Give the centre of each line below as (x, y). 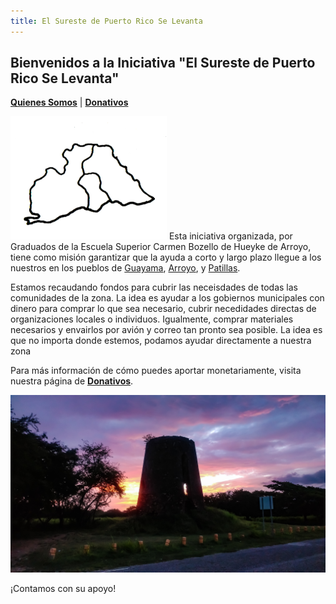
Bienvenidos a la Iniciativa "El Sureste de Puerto (163, 63)
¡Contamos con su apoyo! (63, 588)
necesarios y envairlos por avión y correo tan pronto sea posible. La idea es (166, 330)
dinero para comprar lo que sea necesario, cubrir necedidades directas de (163, 309)
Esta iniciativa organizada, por (230, 236)
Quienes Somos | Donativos (69, 102)
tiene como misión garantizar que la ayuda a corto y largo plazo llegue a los (166, 257)
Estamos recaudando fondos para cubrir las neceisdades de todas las (154, 287)
